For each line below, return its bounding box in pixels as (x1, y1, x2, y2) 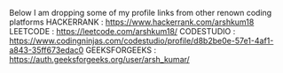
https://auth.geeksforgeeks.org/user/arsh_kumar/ (9, 55, 191, 64)
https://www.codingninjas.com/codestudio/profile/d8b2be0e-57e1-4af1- (9, 35, 274, 46)
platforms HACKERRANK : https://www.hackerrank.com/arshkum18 (9, 17, 255, 27)
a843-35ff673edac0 (9, 45, 84, 55)
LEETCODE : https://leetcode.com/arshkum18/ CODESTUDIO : (9, 26, 236, 36)
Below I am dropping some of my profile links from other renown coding (9, 8, 272, 18)
